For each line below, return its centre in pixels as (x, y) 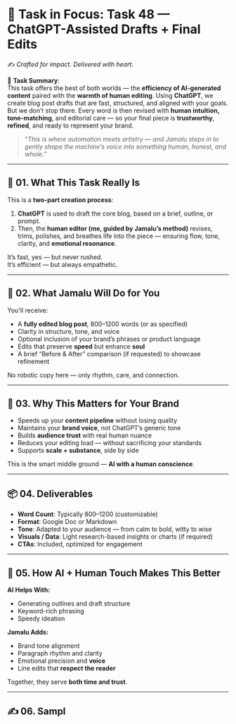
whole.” (35, 154)
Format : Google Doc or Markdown (67, 522)
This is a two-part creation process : (60, 199)
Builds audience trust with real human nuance (85, 435)
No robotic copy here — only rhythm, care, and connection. (93, 375)
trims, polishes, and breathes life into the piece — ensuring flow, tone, (118, 236)
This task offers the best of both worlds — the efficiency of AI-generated (114, 88)
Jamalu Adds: (28, 632)
